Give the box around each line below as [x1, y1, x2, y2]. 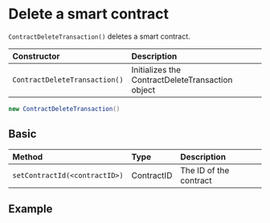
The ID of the [180, 164, 230, 176]
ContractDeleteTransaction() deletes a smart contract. [8, 31, 190, 41]
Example [8, 202, 53, 216]
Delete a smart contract [8, 5, 170, 23]
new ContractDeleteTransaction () [8, 105, 121, 113]
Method [12, 151, 43, 162]
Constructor [12, 50, 60, 61]
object [131, 84, 155, 95]
